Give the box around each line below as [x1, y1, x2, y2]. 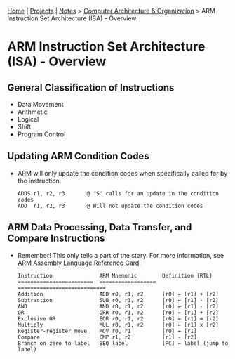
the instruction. [17, 176, 62, 185]
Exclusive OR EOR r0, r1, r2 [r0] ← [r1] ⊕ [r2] [17, 315, 219, 322]
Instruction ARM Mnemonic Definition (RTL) [17, 272, 213, 279]
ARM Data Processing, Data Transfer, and [7, 221, 192, 233]
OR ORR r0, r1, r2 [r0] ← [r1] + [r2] [17, 309, 219, 316]
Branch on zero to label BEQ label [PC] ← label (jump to [17, 339, 229, 347]
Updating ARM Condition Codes [7, 150, 149, 162]
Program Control [17, 130, 66, 138]
